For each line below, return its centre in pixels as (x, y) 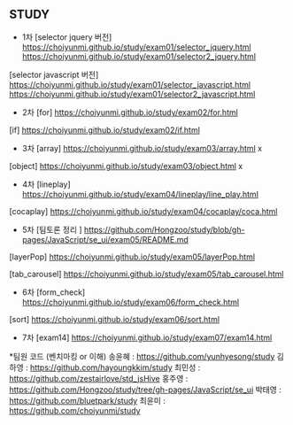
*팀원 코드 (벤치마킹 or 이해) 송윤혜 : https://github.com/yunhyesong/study (142, 356)
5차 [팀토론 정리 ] (52, 229)
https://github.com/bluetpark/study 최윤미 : (88, 400)
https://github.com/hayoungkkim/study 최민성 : (115, 367)
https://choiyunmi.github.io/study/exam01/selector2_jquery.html (139, 56)
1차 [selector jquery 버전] (67, 37)
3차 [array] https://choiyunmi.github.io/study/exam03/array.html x (142, 148)
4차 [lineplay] (46, 184)
